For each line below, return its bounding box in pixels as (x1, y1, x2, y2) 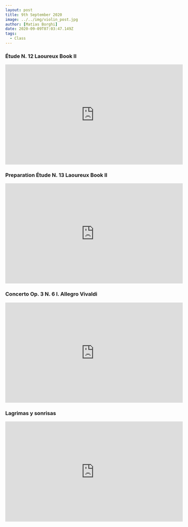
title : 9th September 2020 (5, 12, 62, 17)
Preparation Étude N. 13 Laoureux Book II (5, 171, 107, 179)
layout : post (5, 7, 33, 13)
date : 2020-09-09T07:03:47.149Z (5, 26, 73, 32)
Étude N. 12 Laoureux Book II (5, 52, 77, 60)
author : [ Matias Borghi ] (5, 21, 58, 27)
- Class (10, 36, 26, 41)
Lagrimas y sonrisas (5, 409, 56, 417)
